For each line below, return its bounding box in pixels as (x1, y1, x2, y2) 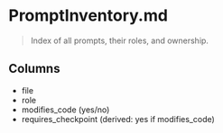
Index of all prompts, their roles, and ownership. (30, 35, 209, 46)
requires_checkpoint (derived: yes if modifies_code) (21, 113, 216, 124)
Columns (8, 61, 60, 76)
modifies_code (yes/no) (21, 104, 110, 115)
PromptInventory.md (8, 5, 169, 26)
